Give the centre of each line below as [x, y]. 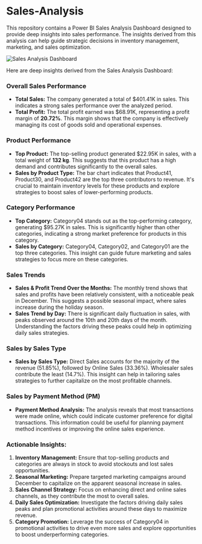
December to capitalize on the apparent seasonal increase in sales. [98, 483]
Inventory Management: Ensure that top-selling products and [92, 458]
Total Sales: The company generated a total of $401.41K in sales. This [102, 99]
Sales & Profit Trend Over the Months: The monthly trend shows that [101, 288]
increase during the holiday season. [59, 307]
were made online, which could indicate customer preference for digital [104, 416]
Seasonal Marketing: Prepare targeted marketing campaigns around [100, 477]
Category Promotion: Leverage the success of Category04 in [92, 522]
